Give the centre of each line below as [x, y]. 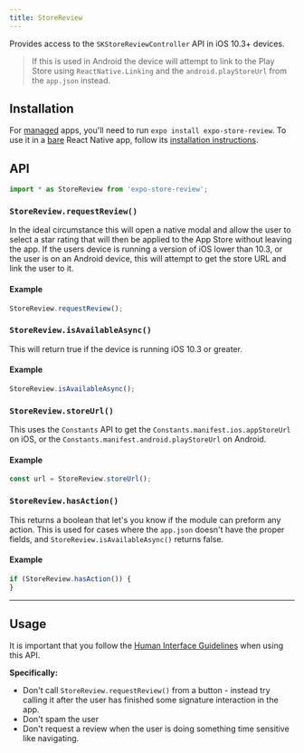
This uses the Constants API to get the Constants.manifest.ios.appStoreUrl [150, 430]
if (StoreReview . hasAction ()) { [70, 579]
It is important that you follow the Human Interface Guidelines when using [146, 646]
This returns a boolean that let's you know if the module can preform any [145, 519]
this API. [25, 655]
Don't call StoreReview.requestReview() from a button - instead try [146, 691]
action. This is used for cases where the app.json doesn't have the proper [147, 529]
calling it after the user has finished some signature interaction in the [150, 700]
